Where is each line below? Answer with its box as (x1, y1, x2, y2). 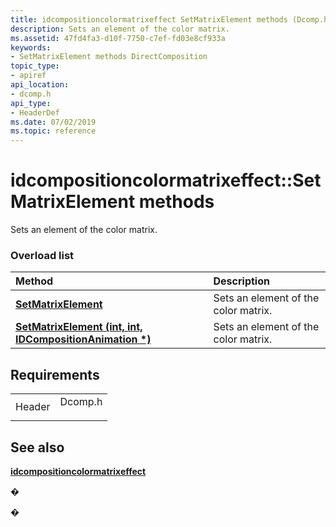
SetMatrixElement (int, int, (15, 320, 143, 334)
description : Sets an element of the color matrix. (10, 24, 230, 34)
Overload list (10, 248, 75, 262)
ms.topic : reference (10, 126, 97, 136)
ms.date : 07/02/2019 (10, 117, 97, 127)
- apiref (10, 71, 47, 81)
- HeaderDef (10, 107, 60, 118)
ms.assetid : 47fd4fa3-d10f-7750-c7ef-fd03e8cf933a (10, 33, 226, 43)
